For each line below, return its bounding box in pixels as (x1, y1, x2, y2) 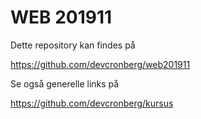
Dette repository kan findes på (10, 39, 136, 51)
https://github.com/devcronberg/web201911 (10, 58, 191, 70)
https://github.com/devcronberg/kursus (10, 97, 174, 109)
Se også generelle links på (10, 77, 120, 90)
